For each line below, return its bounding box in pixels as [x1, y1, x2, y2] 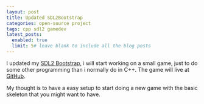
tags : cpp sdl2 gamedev [6, 26, 67, 32]
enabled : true [12, 37, 47, 43]
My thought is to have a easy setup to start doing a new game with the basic [6, 84, 198, 91]
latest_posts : [6, 32, 43, 38]
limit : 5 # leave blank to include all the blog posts [12, 43, 151, 49]
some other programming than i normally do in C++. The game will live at [6, 66, 190, 73]
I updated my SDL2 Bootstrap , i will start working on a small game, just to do [6, 59, 198, 67]
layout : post [6, 9, 40, 15]
